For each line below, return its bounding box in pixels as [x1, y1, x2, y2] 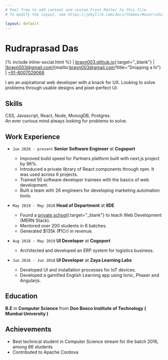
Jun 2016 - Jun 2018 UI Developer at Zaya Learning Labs [12, 257, 132, 263]
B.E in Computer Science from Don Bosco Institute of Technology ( [5, 305, 146, 311]
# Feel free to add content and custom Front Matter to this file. [5, 7, 149, 13]
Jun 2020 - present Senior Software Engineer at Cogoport [12, 146, 135, 152]
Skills [5, 99, 22, 108]
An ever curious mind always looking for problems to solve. [5, 118, 127, 124]
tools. [19, 192, 31, 198]
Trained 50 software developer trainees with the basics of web [19, 176, 149, 183]
